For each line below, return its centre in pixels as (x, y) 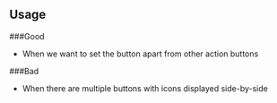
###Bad (24, 71)
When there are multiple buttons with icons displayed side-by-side (145, 88)
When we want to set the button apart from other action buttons (140, 54)
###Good (27, 36)
